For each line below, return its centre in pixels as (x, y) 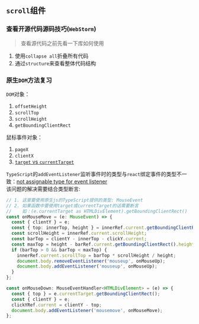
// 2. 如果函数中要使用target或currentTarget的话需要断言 (73, 206)
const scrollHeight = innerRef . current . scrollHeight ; (79, 234)
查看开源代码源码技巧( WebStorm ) (51, 29)
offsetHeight (31, 106)
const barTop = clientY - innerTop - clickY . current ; (79, 239)
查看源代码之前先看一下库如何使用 (62, 43)
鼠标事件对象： (24, 137)
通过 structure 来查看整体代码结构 (55, 63)
